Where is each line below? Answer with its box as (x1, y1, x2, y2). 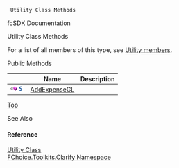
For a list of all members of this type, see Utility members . (7, 46, 173, 54)
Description (80, 74, 115, 83)
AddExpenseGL (30, 85, 75, 93)
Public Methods (7, 59, 52, 67)
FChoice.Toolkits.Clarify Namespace (7, 153, 111, 162)
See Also (7, 115, 33, 123)
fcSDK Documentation (7, 19, 71, 27)
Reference (7, 130, 38, 138)
